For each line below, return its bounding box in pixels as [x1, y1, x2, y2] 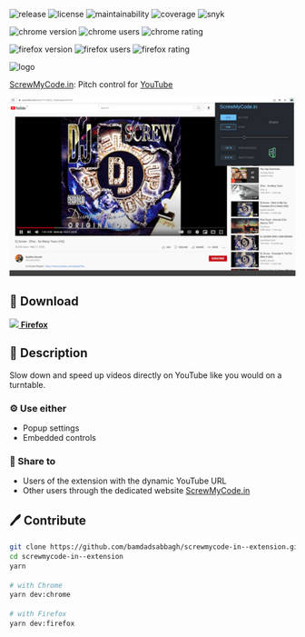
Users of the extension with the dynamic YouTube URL [22, 475, 227, 486]
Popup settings [22, 423, 80, 433]
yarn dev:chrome [9, 591, 71, 600]
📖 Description [9, 345, 88, 361]
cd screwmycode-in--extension [9, 552, 124, 561]
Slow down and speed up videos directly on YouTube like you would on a [9, 369, 282, 381]
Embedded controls [22, 432, 97, 443]
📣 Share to [9, 454, 56, 467]
